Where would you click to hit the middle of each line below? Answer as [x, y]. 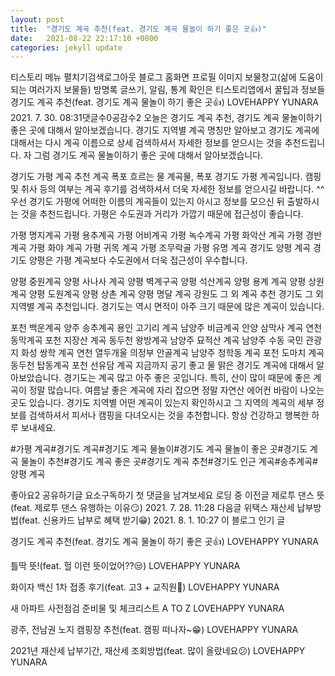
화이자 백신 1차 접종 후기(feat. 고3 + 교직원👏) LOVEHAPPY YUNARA [145, 587]
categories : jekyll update [66, 47]
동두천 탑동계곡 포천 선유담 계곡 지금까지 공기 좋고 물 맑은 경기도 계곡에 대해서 [162, 365]
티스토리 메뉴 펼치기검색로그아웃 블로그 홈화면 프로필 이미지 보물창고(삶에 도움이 [167, 77]
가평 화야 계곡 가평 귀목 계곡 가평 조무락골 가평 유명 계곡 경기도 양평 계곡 [170, 248]
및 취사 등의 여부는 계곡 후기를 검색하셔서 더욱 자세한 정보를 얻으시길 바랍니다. [162, 189]
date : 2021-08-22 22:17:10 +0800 [84, 38]
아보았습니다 [35, 378]
